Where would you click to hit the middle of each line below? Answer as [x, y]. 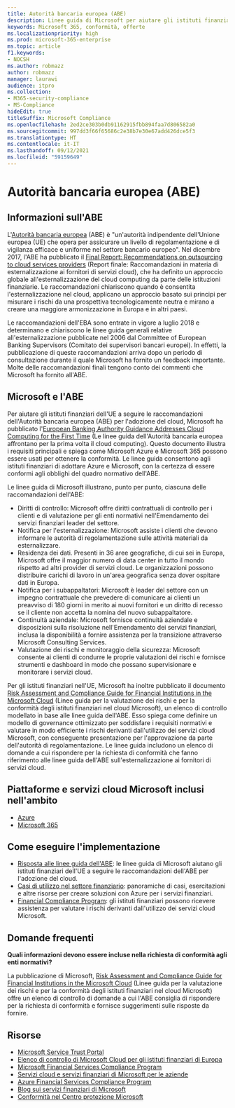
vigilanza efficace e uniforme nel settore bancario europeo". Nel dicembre [114, 249]
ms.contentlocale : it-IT [43, 144]
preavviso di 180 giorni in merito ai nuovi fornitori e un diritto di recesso [120, 604]
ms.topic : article [34, 46]
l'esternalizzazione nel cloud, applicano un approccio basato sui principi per [117, 294]
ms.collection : [29, 92]
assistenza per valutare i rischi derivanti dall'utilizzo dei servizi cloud [116, 908]
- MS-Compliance [31, 105]
